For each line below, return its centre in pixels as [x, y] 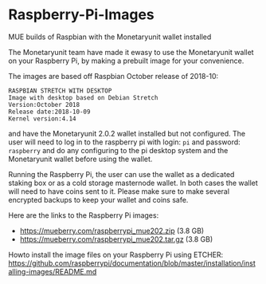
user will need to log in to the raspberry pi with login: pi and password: [124, 142]
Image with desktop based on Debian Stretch [83, 97]
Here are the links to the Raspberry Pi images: [84, 215]
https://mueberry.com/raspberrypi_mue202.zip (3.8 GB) [112, 231]
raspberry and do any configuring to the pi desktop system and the [118, 150]
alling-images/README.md [53, 271]
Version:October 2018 [44, 105]
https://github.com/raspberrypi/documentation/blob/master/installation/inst [132, 263]
